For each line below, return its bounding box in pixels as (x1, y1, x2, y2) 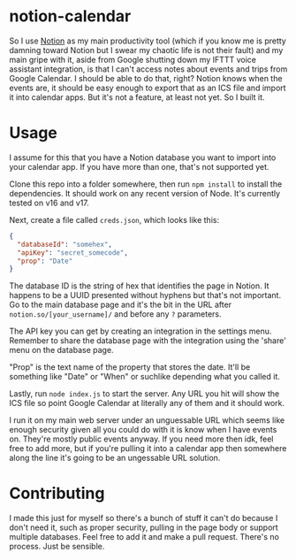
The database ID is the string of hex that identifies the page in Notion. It (9, 280, 269, 291)
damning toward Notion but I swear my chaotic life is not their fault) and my (9, 44, 284, 55)
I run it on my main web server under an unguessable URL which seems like (9, 415, 285, 426)
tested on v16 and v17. (9, 197, 90, 208)
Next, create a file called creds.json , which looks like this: (9, 214, 219, 225)
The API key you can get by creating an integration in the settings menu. (9, 326, 272, 337)
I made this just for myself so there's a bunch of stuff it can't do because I (9, 513, 278, 524)
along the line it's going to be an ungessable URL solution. (9, 453, 221, 464)
